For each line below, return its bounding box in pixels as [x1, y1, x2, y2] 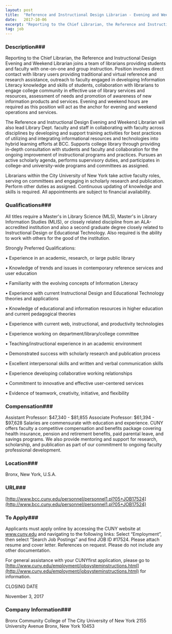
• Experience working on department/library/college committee [5, 330, 139, 336]
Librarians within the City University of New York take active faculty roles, [5, 172, 161, 179]
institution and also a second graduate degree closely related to [29, 224, 164, 230]
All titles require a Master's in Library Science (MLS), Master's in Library [5, 213, 157, 219]
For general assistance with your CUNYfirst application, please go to [5, 557, 150, 563]
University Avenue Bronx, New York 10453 [5, 623, 95, 629]
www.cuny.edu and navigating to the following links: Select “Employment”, [5, 531, 162, 537]
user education [5, 270, 37, 276]
